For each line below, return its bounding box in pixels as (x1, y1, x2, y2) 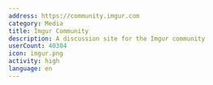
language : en (8, 65, 53, 73)
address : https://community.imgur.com (8, 11, 140, 20)
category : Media (8, 19, 63, 28)
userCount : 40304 (8, 42, 67, 50)
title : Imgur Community (8, 27, 89, 35)
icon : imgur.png (8, 49, 63, 57)
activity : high (8, 57, 60, 66)
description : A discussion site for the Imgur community (8, 34, 206, 43)
